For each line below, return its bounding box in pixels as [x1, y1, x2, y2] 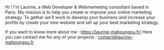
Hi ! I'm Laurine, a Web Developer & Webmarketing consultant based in [5, 4, 149, 10]
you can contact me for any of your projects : [5, 34, 97, 40]
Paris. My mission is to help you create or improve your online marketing [5, 9, 152, 15]
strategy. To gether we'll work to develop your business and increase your [5, 15, 156, 20]
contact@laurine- [98, 34, 133, 40]
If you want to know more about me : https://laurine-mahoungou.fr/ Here [5, 29, 153, 34]
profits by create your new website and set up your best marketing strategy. [5, 19, 159, 25]
